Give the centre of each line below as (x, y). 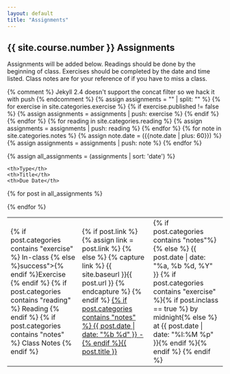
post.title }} (100, 352)
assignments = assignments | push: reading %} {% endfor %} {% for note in (114, 128)
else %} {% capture (113, 257)
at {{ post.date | (178, 326)
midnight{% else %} (185, 318)
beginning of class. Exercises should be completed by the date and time (109, 71)
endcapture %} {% (112, 292)
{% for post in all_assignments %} (55, 194)
